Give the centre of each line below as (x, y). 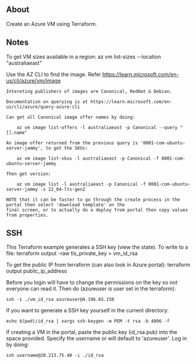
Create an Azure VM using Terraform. (52, 24)
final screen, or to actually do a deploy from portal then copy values (97, 210)
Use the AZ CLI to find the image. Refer (54, 74)
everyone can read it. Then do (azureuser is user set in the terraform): (91, 289)
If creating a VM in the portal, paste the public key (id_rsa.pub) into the (92, 332)
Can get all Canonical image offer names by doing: (71, 117)
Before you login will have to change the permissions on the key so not (92, 283)
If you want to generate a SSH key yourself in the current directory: (87, 310)
